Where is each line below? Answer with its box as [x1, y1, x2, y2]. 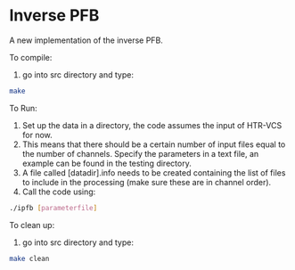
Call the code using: [21, 186, 96, 197]
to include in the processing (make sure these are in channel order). [21, 176, 272, 187]
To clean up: [9, 219, 55, 230]
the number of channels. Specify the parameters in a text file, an [21, 148, 259, 159]
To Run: [9, 102, 37, 113]
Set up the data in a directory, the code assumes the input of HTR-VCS [21, 119, 283, 130]
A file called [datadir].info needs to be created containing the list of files [21, 167, 286, 178]
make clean [9, 254, 50, 263]
